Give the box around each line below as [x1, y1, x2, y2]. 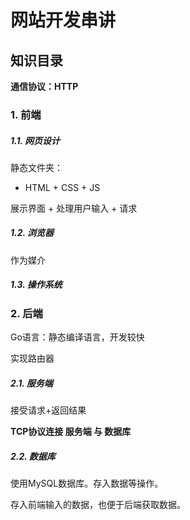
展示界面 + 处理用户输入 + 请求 [10, 202, 138, 214]
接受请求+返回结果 [10, 404, 87, 416]
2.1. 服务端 [10, 377, 53, 389]
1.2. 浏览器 [10, 227, 55, 239]
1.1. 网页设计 [10, 134, 61, 146]
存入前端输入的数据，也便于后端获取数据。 [10, 499, 186, 511]
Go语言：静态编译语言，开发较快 [10, 331, 145, 343]
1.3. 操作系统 [10, 279, 63, 291]
